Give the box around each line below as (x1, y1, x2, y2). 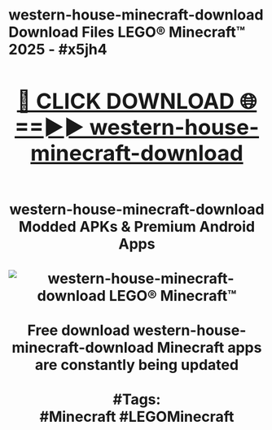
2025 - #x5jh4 (8, 41, 107, 59)
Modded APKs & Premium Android (19, 217, 255, 236)
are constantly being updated (35, 355, 239, 374)
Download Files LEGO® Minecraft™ (8, 23, 246, 41)
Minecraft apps (156, 338, 262, 357)
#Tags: (112, 390, 161, 408)
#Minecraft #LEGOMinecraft (39, 407, 235, 426)
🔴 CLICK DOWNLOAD (16, 87, 235, 115)
